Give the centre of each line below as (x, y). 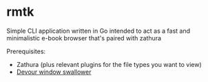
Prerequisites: (26, 51)
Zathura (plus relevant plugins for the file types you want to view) (109, 64)
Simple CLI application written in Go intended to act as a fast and (98, 31)
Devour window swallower (54, 72)
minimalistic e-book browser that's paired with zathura (84, 38)
